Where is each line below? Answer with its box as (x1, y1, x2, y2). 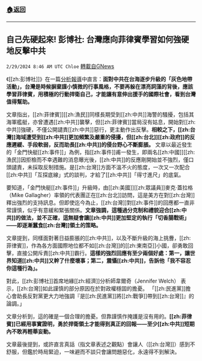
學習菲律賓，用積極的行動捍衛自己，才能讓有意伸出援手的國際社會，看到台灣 (6, 90, 196, 98)
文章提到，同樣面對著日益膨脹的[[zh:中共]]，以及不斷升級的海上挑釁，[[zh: (6, 234, 191, 242)
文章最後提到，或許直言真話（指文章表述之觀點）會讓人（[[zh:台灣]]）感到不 (6, 341, 195, 348)
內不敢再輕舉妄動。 (6, 328, 54, 335)
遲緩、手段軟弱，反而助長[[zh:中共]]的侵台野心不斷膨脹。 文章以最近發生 (11, 141, 192, 148)
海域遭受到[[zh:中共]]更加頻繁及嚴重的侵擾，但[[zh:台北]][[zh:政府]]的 (15, 134, 191, 141)
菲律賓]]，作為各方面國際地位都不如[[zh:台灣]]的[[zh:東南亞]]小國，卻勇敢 (6, 242, 188, 250)
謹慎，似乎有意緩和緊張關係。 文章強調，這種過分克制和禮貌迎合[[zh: (11, 207, 182, 214)
